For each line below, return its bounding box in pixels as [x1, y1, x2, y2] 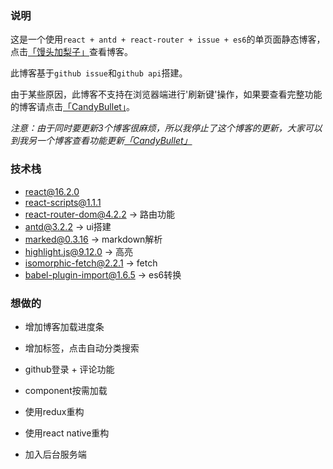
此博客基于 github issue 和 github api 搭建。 [10, 67, 188, 79]
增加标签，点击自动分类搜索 [24, 342, 140, 354]
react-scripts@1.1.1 [24, 196, 102, 208]
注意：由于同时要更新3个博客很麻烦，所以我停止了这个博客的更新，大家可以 [10, 122, 323, 134]
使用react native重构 [24, 427, 110, 439]
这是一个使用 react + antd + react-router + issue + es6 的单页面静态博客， [10, 33, 326, 46]
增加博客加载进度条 [24, 320, 105, 332]
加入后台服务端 [24, 448, 87, 460]
